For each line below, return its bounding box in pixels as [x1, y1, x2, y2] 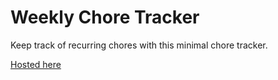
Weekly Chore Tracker [10, 6, 200, 29]
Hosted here [10, 58, 62, 70]
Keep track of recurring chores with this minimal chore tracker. [10, 39, 268, 51]
